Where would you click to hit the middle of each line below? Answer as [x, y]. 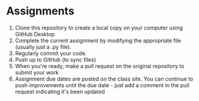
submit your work [37, 72]
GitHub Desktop [35, 34]
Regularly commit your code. [51, 53]
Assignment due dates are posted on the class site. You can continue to [104, 79]
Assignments [40, 11]
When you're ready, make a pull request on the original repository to [100, 66]
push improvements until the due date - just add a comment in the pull [102, 85]
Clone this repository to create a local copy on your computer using [99, 28]
